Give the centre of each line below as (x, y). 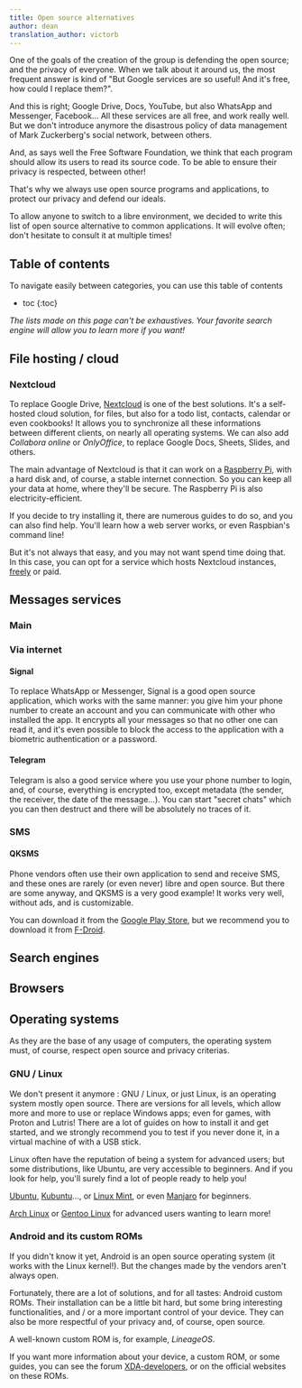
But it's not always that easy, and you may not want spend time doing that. (147, 552)
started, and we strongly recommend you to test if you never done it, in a (145, 1132)
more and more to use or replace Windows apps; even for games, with (140, 1113)
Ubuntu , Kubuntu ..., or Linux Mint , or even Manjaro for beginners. (130, 1196)
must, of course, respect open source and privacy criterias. (119, 1050)
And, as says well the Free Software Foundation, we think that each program (151, 153)
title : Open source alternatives (72, 18)
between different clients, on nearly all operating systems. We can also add (149, 432)
